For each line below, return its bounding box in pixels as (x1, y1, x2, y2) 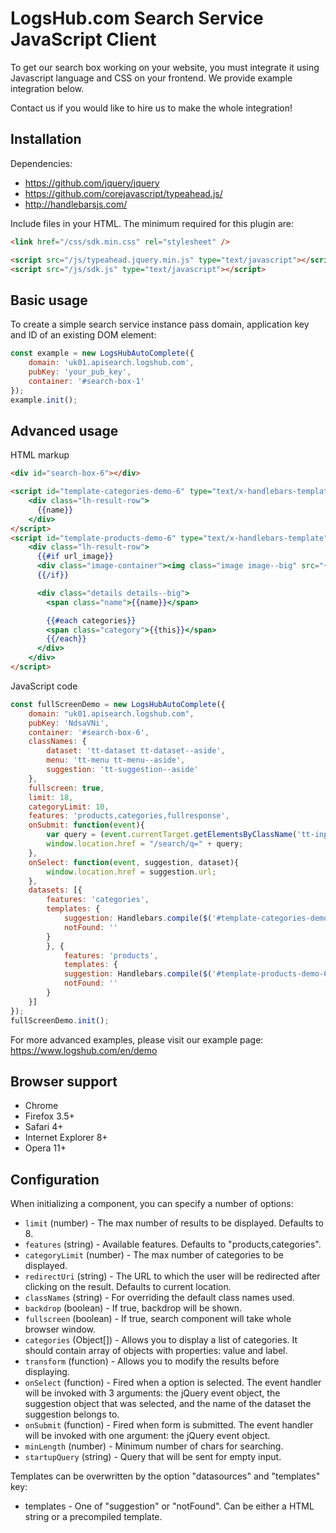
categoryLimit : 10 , (28, 802, 110, 812)
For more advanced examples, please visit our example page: (10, 1033, 264, 1046)
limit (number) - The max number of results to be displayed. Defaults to (24, 1217, 324, 1229)
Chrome (24, 1100, 59, 1112)
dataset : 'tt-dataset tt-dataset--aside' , (46, 746, 226, 756)
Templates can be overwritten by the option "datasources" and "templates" (10, 1470, 321, 1482)
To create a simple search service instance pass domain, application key (10, 318, 310, 331)
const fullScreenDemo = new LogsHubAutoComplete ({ (10, 699, 226, 709)
